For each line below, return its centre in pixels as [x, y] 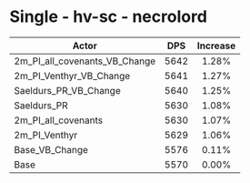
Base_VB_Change [51, 149]
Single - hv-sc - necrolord [108, 17]
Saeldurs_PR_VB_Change [67, 90]
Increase [216, 46]
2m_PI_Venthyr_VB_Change [72, 76]
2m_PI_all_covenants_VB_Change [85, 61]
